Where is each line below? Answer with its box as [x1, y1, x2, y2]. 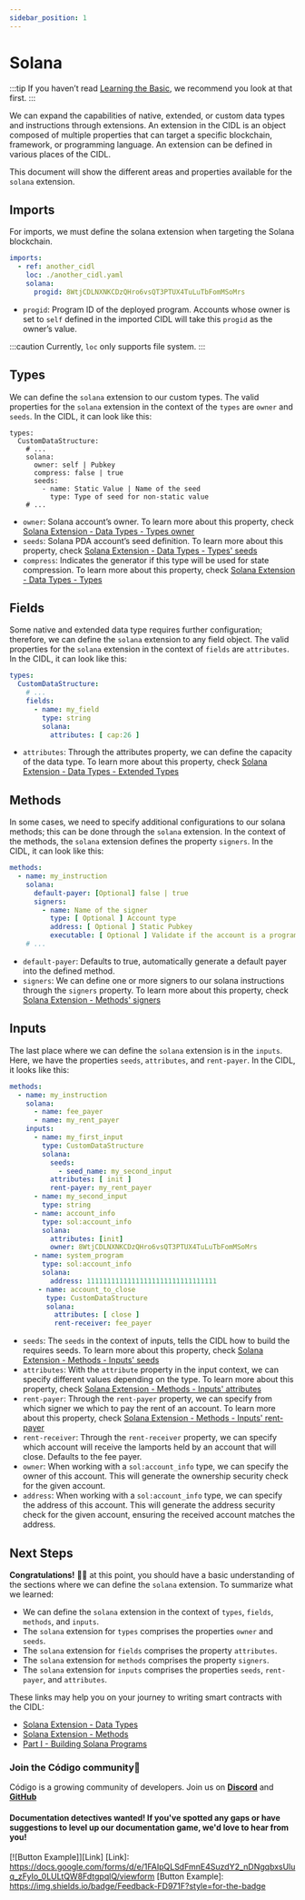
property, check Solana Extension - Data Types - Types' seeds [22, 545, 258, 556]
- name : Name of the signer [42, 905, 148, 915]
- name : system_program [33, 1251, 124, 1260]
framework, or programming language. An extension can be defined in [9, 138, 272, 150]
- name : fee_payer [33, 1107, 103, 1117]
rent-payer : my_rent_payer [49, 1184, 152, 1193]
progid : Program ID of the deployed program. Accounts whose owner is [22, 304, 290, 315]
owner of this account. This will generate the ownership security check [22, 1470, 289, 1481]
